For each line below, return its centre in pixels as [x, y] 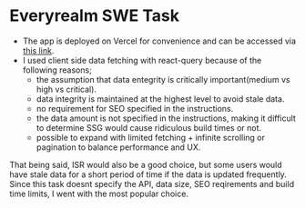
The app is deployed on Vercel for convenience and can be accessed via [159, 41]
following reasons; [57, 70]
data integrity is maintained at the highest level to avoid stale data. [160, 99]
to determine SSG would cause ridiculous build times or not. [149, 127]
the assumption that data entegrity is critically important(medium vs [163, 79]
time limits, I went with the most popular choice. [99, 193]
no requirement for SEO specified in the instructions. [135, 108]
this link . [38, 50]
